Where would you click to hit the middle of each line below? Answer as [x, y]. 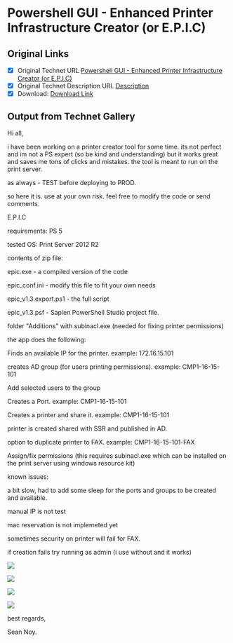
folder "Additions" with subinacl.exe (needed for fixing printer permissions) [116, 326]
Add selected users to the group [54, 388]
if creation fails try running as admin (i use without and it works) [99, 552]
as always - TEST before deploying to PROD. [72, 183]
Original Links [38, 54]
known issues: [28, 477]
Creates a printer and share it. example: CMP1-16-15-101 [88, 415]
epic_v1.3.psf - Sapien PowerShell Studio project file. [83, 312]
